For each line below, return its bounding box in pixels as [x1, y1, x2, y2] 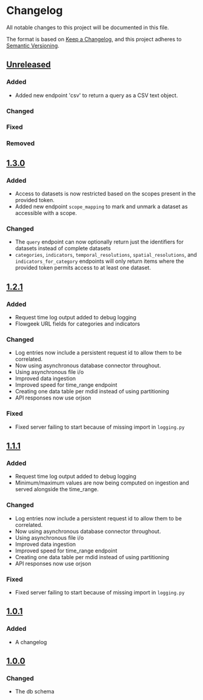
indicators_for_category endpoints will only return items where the [15, 257, 184, 265]
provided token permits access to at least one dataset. [15, 264, 151, 271]
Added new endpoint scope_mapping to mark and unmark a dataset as [15, 203, 188, 210]
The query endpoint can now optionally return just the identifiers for [15, 238, 184, 246]
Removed [6, 139, 35, 148]
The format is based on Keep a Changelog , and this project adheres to [6, 35, 182, 42]
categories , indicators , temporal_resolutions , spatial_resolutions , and [15, 251, 197, 259]
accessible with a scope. [15, 209, 78, 217]
